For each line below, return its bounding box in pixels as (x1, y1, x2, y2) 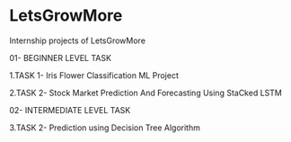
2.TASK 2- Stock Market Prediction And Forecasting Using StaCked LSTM (9, 87, 283, 98)
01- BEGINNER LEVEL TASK (9, 52, 112, 63)
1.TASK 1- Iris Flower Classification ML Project (9, 69, 180, 81)
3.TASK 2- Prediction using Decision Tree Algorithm (9, 122, 200, 133)
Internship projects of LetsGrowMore (9, 35, 146, 46)
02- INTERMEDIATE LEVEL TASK (9, 104, 131, 115)
